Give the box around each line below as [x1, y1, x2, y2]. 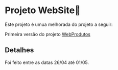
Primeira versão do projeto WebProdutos [5, 31, 90, 37]
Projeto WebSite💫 [5, 5, 81, 16]
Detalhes [5, 46, 34, 55]
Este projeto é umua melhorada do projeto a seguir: [5, 21, 113, 27]
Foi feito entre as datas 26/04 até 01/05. [5, 59, 89, 65]
